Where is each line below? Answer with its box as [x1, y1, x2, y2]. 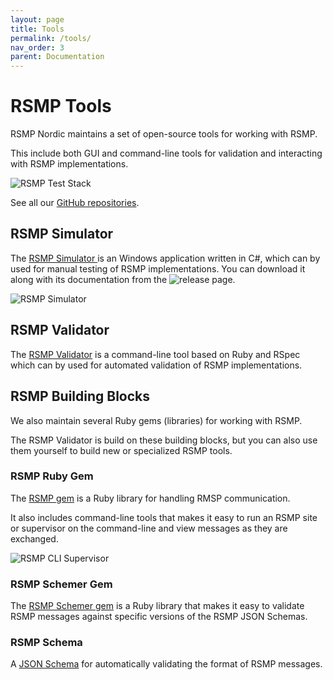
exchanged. [10, 532, 59, 545]
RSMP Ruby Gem [10, 469, 94, 483]
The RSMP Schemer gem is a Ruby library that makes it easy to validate [10, 600, 305, 612]
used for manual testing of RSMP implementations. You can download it [10, 262, 306, 275]
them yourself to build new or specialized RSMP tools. [10, 444, 233, 456]
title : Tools [10, 24, 65, 34]
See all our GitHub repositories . [10, 197, 140, 209]
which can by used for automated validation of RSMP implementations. [10, 359, 303, 371]
